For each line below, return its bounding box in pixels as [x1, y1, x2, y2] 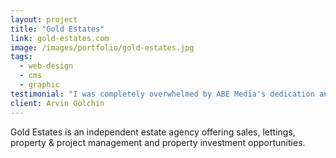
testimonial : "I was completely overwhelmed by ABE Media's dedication [10, 89, 315, 99]
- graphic [19, 80, 60, 90]
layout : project [10, 14, 78, 25]
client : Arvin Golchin [10, 98, 105, 108]
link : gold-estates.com [10, 33, 110, 43]
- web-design [19, 61, 74, 71]
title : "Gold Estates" [10, 24, 105, 34]
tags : [10, 52, 33, 62]
